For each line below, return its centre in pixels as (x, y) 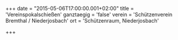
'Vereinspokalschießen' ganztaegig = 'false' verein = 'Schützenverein (89, 14)
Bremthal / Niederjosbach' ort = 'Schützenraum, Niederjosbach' (82, 21)
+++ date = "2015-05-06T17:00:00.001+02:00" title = (70, 8)
